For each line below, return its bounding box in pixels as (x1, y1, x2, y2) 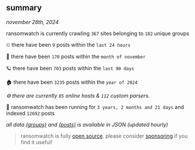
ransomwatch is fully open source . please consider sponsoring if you (20, 132, 188, 139)
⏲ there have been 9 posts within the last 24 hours (6, 41, 131, 48)
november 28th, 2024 (6, 18, 59, 25)
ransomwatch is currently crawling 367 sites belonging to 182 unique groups (6, 30, 190, 37)
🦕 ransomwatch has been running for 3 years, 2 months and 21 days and (6, 103, 184, 110)
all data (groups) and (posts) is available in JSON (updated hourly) (6, 121, 169, 128)
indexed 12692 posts (6, 110, 55, 117)
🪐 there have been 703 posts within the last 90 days (6, 64, 135, 71)
